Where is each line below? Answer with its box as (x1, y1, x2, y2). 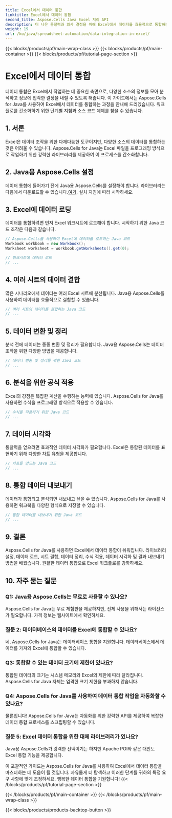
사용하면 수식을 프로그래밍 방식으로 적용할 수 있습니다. (5, 399, 114, 405)
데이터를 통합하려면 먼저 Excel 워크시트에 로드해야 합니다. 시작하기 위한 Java (5, 220, 159, 226)
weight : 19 (5, 27, 29, 32)
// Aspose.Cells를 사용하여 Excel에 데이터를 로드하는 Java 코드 (5, 236, 131, 241)
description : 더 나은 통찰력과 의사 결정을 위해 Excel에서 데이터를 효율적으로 (5, 22, 153, 27)
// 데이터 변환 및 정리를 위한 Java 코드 (5, 358, 81, 363)
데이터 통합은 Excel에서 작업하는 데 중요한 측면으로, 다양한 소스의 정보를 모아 (5, 88, 159, 94)
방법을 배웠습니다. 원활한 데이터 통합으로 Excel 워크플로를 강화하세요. (5, 560, 144, 566)
